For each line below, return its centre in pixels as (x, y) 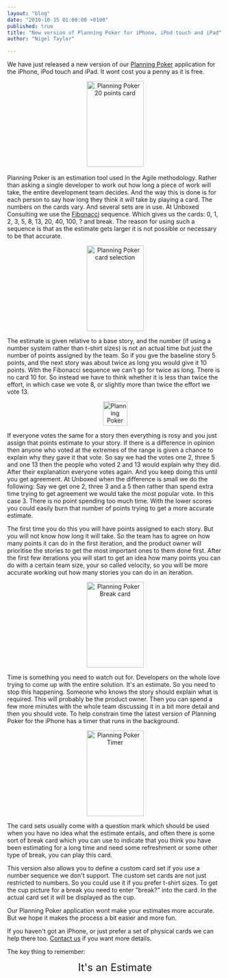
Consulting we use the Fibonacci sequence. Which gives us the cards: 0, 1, (113, 214)
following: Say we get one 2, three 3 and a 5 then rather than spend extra (110, 486)
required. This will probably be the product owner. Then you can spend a (110, 699)
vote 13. (18, 392)
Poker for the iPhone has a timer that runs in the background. (93, 721)
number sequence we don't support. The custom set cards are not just (107, 876)
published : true (30, 26)
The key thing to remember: (46, 952)
